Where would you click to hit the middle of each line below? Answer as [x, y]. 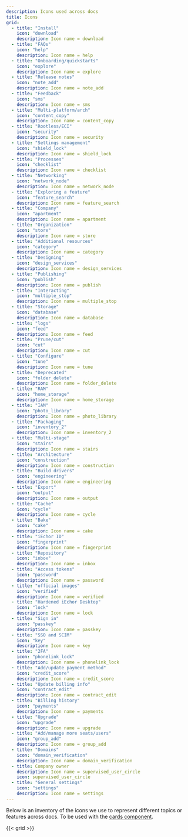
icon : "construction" [43, 460]
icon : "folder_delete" [44, 378]
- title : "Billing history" [46, 701]
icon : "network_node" [43, 181]
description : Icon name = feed [55, 334]
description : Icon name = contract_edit [67, 695]
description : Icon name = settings [60, 793]
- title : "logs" [31, 323]
